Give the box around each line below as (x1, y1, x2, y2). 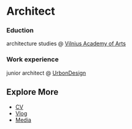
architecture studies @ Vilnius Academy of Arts (6, 40, 126, 47)
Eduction (6, 26, 34, 35)
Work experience (6, 55, 59, 64)
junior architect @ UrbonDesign (6, 69, 87, 76)
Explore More (6, 87, 59, 97)
